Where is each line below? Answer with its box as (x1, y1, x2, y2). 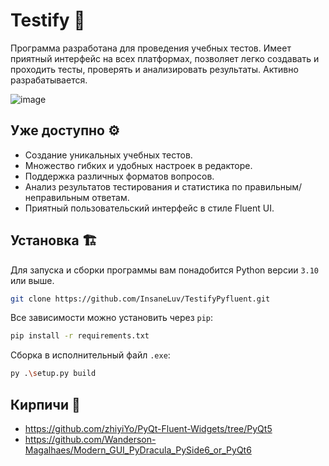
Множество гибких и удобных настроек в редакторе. (24, 159, 253, 171)
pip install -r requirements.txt (10, 331, 150, 341)
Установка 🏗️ (10, 232, 98, 249)
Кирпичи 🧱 (10, 396, 81, 413)
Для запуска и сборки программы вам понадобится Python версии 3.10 (10, 264, 320, 276)
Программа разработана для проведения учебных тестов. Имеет (10, 42, 292, 54)
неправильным (24, 191, 90, 203)
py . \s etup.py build (10, 369, 97, 379)
